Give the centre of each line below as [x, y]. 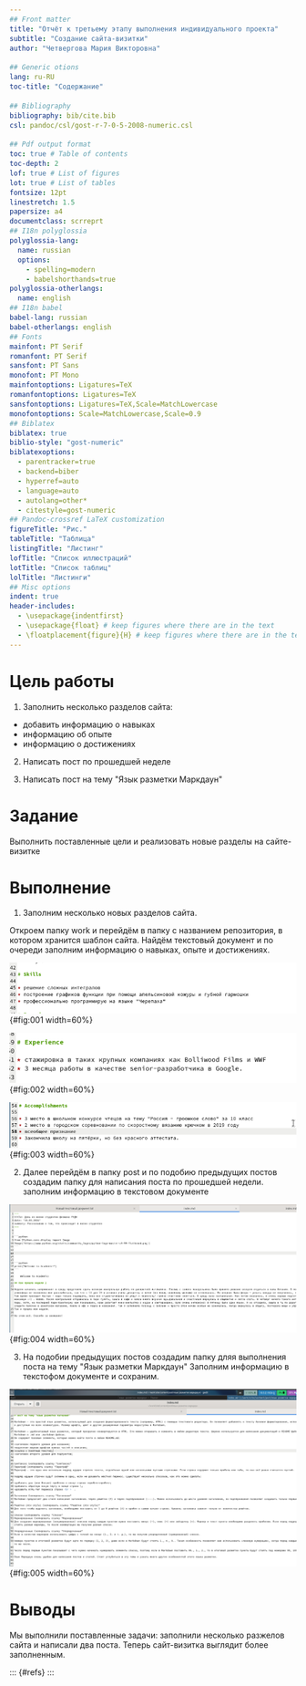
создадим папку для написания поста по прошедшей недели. [143, 1181]
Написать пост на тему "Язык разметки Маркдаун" [122, 779]
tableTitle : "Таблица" [52, 539]
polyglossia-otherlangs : [56, 289]
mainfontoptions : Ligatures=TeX [71, 385]
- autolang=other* [53, 500]
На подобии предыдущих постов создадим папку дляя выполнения [154, 1357]
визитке [25, 851]
